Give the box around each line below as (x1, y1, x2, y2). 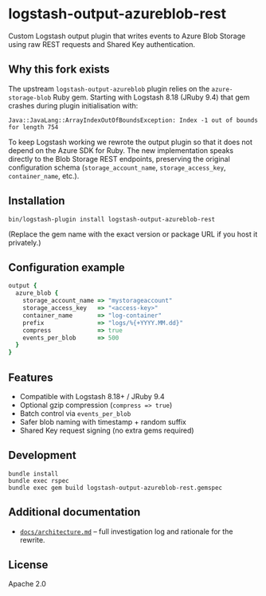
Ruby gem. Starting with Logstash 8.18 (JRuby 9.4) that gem (53, 92, 250, 102)
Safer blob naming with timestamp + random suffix (19, 417, 187, 426)
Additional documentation (8, 505, 141, 519)
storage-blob (8, 93, 52, 102)
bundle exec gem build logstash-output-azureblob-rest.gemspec (8, 484, 223, 492)
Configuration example (8, 261, 125, 274)
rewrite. (19, 535, 45, 544)
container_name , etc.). (8, 171, 80, 180)
